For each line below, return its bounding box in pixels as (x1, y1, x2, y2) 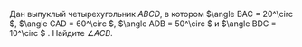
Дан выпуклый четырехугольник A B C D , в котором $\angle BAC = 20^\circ (9, 9, 294, 19)
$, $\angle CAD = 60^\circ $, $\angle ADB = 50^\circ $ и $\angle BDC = (9, 18, 278, 29)
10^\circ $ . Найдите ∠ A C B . (9, 28, 113, 38)
